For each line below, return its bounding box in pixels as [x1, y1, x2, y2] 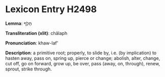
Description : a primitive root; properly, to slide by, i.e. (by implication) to [5, 50, 157, 56]
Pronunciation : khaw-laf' [5, 40, 59, 46]
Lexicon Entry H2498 [5, 4, 97, 15]
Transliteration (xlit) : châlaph [5, 30, 68, 36]
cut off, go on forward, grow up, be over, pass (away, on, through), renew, [5, 60, 160, 66]
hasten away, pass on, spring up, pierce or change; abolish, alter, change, [5, 55, 160, 61]
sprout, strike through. [5, 66, 52, 72]
